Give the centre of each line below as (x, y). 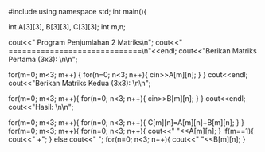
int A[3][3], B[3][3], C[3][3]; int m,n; (67, 27)
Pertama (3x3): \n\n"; (43, 59)
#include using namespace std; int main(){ (78, 12)
